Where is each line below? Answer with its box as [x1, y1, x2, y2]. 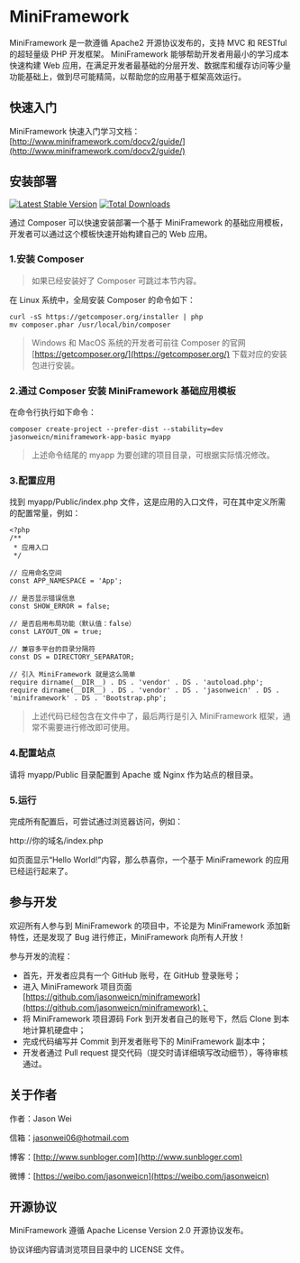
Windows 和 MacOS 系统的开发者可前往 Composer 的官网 [31, 336, 246, 348]
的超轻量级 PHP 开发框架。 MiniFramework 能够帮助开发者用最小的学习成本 [9, 48, 289, 60]
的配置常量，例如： [9, 508, 81, 519]
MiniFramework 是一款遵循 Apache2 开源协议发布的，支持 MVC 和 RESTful [9, 37, 287, 48]
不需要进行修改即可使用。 [39, 722, 135, 733]
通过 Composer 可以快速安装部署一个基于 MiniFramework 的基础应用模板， [9, 217, 288, 227]
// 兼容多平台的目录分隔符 [9, 645, 96, 654]
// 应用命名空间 [9, 568, 62, 578]
